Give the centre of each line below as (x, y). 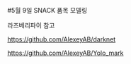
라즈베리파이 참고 (31, 25)
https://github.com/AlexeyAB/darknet (62, 39)
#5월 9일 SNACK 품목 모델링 (47, 10)
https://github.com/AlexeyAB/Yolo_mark (65, 53)
